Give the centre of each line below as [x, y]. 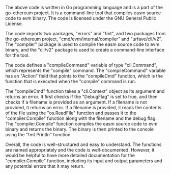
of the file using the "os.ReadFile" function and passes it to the [71, 113]
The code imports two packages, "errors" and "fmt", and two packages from [85, 33]
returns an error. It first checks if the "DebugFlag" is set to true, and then [81, 97]
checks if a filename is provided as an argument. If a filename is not [76, 102]
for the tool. [17, 55]
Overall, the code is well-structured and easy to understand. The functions [83, 144]
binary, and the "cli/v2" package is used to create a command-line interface [85, 50]
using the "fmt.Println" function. [39, 134]
